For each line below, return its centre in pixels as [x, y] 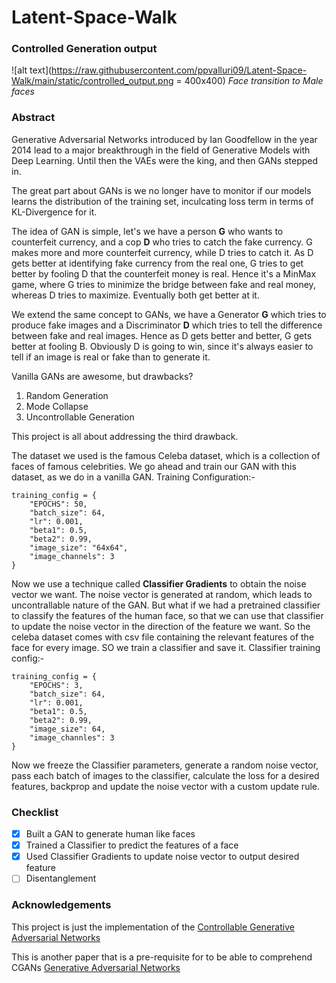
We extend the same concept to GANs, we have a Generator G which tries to [169, 314]
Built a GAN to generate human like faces [110, 834]
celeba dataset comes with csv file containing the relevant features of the [163, 637]
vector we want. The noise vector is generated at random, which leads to [162, 594]
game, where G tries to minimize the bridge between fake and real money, [163, 284]
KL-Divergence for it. [54, 212]
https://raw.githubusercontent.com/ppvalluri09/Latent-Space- [179, 70]
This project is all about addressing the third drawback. [125, 436]
